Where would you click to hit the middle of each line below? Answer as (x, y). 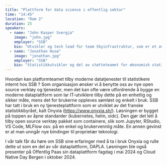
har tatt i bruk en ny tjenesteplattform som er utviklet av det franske (74, 106)
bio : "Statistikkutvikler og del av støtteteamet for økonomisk (82, 65)
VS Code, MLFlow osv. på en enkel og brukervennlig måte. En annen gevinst (83, 126)
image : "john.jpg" (33, 38)
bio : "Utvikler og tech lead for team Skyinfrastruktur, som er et (85, 47)
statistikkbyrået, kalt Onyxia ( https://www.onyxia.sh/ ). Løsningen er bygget (82, 111)
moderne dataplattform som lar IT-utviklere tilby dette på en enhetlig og (79, 95)
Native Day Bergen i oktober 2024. (41, 157)
